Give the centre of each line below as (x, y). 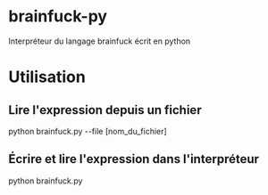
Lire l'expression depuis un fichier (105, 110)
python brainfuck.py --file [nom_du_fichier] (88, 131)
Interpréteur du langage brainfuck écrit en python (100, 41)
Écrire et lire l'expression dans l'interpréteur (134, 159)
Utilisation (47, 77)
